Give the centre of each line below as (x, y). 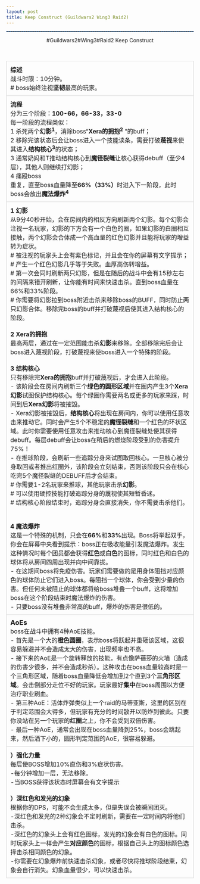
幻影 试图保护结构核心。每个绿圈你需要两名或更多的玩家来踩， (97, 396)
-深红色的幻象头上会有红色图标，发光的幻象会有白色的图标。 (96, 835)
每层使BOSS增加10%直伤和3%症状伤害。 (69, 764)
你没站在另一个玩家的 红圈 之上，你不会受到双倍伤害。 (85, 721)
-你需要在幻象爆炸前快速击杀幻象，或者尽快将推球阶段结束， (96, 861)
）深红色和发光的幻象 (40, 799)
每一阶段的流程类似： (40, 122)
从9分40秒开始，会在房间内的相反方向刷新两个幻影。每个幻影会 (100, 220)
